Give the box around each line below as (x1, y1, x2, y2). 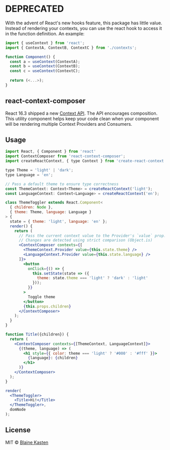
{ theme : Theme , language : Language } (10, 210, 92, 215)
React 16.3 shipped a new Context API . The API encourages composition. (5, 110, 158, 116)
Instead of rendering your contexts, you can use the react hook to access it (5, 25, 162, 31)
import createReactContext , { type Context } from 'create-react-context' (5, 158, 166, 164)
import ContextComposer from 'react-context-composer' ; (5, 154, 125, 159)
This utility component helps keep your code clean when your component (5, 115, 159, 122)
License (5, 426, 31, 434)
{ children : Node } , (10, 205, 53, 210)
